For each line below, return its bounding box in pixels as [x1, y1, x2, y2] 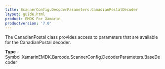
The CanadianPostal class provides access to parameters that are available [5, 34, 158, 40]
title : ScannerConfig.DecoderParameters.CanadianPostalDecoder [5, 7, 138, 12]
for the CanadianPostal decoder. [5, 40, 71, 46]
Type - [5, 49, 19, 55]
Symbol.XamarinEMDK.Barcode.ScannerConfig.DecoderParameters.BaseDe [5, 54, 161, 60]
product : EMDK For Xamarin [5, 16, 61, 21]
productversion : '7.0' [5, 21, 52, 26]
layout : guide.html [5, 12, 45, 17]
